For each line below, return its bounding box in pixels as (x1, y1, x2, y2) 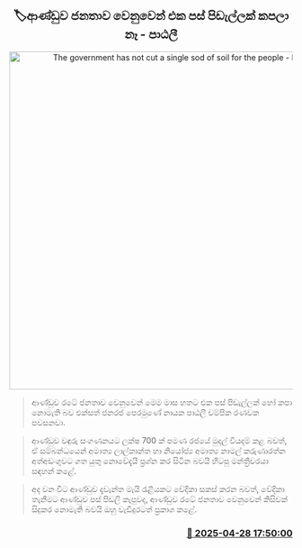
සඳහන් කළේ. (31, 465, 76, 476)
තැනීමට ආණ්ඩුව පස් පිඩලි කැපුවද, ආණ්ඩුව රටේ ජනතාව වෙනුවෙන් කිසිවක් (31, 493, 289, 504)
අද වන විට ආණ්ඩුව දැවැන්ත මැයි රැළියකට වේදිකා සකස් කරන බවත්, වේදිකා (31, 483, 285, 494)
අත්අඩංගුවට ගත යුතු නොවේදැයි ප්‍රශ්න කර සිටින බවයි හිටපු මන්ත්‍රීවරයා (31, 455, 270, 466)
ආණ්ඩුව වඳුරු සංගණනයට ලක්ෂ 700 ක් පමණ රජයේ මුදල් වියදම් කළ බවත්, (31, 434, 288, 445)
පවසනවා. (31, 416, 66, 427)
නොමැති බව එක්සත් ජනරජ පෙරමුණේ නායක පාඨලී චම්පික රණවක (31, 406, 260, 417)
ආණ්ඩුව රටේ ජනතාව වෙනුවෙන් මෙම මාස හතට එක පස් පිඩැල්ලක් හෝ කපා (31, 397, 293, 407)
